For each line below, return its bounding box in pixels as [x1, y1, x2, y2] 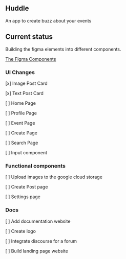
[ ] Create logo [5, 228, 36, 234]
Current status [5, 33, 53, 41]
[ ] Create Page [5, 130, 37, 136]
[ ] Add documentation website [5, 218, 71, 224]
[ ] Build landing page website [5, 248, 68, 254]
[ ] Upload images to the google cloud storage [5, 174, 102, 180]
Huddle [5, 4, 29, 13]
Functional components [5, 162, 66, 169]
